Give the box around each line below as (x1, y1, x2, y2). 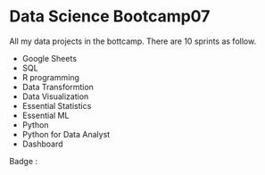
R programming (21, 71, 80, 82)
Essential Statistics (21, 100, 92, 111)
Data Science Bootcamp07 (9, 6, 211, 27)
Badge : (9, 155, 38, 166)
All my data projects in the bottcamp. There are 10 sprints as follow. (9, 36, 257, 46)
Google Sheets (21, 53, 78, 63)
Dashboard (21, 138, 64, 149)
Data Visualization (21, 91, 89, 102)
